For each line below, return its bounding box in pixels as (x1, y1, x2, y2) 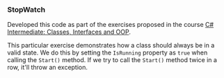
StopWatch (7, 5, 46, 14)
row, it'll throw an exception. (7, 64, 88, 72)
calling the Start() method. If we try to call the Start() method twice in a (7, 56, 218, 64)
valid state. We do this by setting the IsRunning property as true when (7, 48, 208, 57)
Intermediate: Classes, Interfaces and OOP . (7, 28, 131, 36)
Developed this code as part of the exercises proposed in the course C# (7, 21, 214, 29)
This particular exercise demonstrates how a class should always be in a (7, 41, 215, 50)
